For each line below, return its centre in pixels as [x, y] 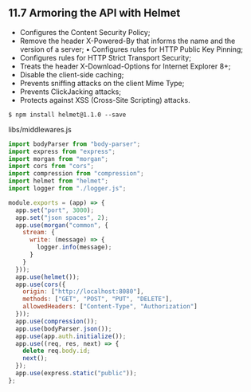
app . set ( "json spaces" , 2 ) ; [62, 218]
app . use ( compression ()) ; [57, 321]
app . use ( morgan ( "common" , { [62, 225]
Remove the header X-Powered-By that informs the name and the [127, 41]
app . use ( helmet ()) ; [48, 277]
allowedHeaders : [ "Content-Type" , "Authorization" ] [110, 307]
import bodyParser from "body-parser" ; [75, 144]
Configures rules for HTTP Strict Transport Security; [105, 57]
